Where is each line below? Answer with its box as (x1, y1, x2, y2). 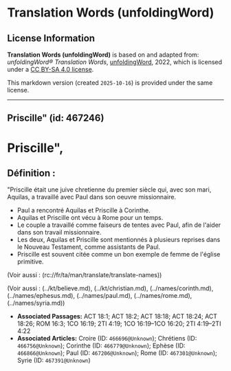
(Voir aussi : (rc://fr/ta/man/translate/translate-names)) (7, 271, 162, 279)
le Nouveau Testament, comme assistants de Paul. (16, 243, 160, 251)
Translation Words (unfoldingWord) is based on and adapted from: (7, 50, 199, 59)
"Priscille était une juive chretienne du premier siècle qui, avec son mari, (7, 186, 212, 194)
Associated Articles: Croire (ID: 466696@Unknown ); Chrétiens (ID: (16, 334, 197, 343)
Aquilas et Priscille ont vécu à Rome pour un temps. (16, 214, 164, 222)
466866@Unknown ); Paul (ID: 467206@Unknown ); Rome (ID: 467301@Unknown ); (16, 349, 218, 357)
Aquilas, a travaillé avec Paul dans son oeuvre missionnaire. (7, 193, 177, 201)
